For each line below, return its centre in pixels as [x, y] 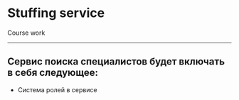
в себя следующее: [53, 73]
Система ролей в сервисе [57, 89]
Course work [26, 33]
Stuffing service [56, 13]
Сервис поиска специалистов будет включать [116, 62]
